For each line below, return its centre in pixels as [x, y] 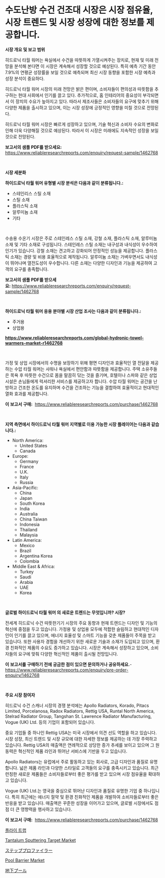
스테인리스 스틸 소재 [31, 193]
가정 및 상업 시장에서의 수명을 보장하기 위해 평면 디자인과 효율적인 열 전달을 [77, 363]
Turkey [27, 571]
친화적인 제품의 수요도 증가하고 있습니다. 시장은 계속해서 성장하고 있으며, [80, 648]
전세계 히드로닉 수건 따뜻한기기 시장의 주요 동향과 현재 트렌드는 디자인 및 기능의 [81, 623]
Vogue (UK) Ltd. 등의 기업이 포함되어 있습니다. [50, 722]
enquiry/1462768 [22, 675]
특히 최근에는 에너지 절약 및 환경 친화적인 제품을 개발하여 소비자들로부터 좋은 [85, 797]
